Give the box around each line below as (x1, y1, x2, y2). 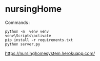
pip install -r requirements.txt (5, 38, 73, 42)
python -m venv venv (5, 29, 49, 34)
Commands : (5, 20, 31, 25)
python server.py (5, 41, 40, 47)
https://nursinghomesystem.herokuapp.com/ (5, 50, 95, 56)
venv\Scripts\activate (5, 33, 51, 38)
